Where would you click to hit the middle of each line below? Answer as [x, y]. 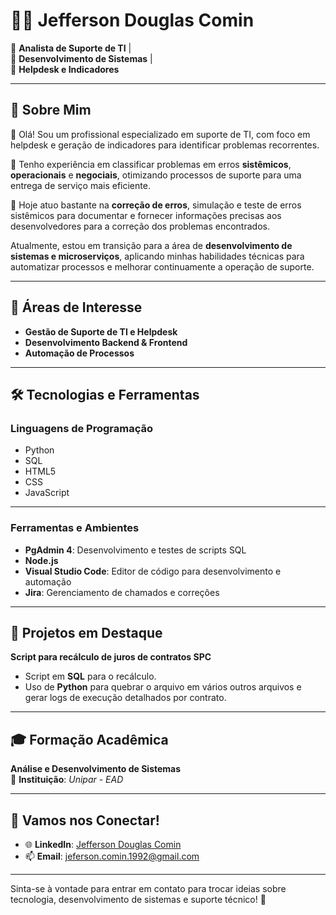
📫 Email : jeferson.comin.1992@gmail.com [112, 856]
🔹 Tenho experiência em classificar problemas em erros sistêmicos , [151, 164]
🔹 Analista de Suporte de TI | [71, 48]
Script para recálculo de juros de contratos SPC [111, 657]
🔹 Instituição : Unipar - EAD [67, 780]
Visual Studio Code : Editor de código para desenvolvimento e [153, 571]
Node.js [41, 560]
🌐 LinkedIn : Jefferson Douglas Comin [103, 844]
